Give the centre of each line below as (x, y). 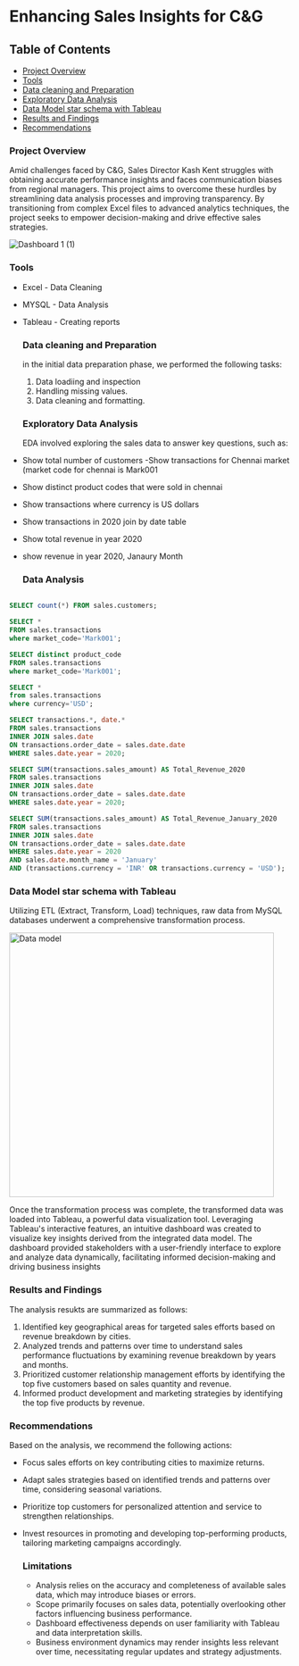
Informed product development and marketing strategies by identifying (153, 1393)
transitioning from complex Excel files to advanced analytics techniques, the (149, 208)
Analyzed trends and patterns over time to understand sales (133, 1345)
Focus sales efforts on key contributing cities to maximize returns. (143, 1462)
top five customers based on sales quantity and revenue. (127, 1383)
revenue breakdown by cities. (76, 1336)
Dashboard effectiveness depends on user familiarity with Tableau (158, 1623)
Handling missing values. (81, 391)
